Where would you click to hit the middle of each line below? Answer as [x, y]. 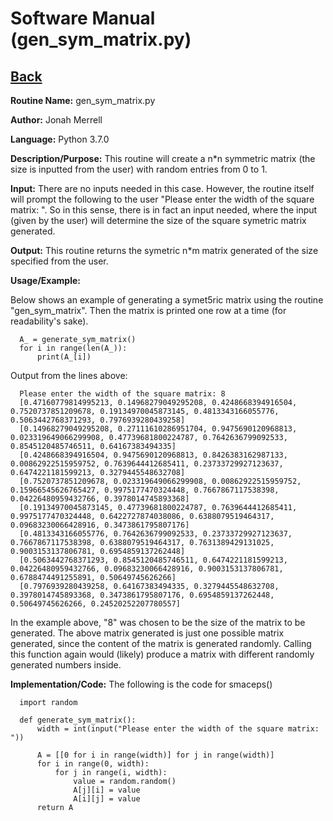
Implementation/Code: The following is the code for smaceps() [141, 684]
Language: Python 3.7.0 [60, 139]
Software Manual [83, 18]
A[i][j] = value [107, 799]
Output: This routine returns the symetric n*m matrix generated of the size [164, 250]
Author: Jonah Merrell [56, 120]
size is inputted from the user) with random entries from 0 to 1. [139, 169]
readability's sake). [49, 321]
